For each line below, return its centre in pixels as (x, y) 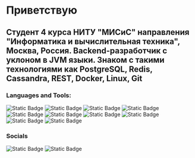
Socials (17, 136)
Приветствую (42, 10)
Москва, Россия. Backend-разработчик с (87, 51)
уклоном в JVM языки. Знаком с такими (85, 60)
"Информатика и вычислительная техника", (93, 41)
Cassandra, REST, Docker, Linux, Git (74, 78)
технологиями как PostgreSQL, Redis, (79, 69)
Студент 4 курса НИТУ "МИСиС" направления (98, 32)
